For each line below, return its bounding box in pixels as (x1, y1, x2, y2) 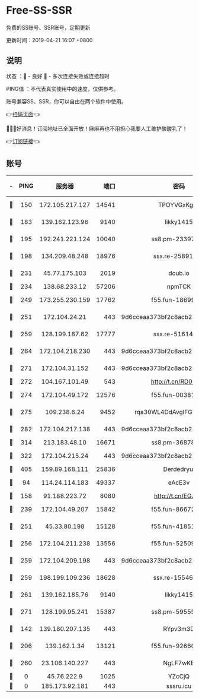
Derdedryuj (163, 465, 195, 473)
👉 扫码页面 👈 (6, 110, 40, 118)
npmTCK (166, 282, 191, 290)
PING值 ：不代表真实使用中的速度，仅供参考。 (6, 85, 119, 92)
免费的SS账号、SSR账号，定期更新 (6, 24, 91, 31)
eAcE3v (168, 478, 190, 487)
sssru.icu (166, 681, 192, 690)
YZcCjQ (168, 672, 190, 680)
